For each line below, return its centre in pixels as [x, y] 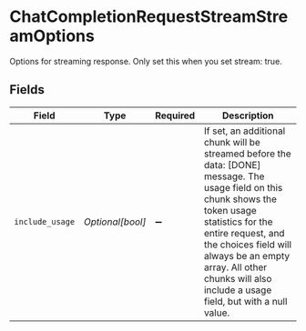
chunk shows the [240, 199]
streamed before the [247, 154]
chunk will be [232, 142]
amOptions [52, 36]
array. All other [235, 267]
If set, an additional [245, 131]
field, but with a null [245, 301]
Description [248, 115]
